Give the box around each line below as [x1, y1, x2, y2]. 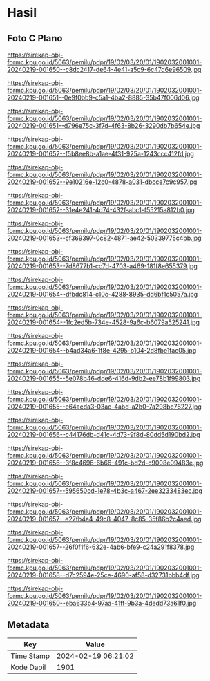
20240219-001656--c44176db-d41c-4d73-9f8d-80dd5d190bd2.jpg [7, 431, 200, 438]
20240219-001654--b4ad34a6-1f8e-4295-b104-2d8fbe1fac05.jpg [7, 346, 197, 354]
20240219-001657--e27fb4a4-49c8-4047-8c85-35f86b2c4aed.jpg [7, 515, 202, 523]
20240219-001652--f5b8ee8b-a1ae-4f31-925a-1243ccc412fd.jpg [7, 150, 195, 158]
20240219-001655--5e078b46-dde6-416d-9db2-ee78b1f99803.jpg [7, 375, 201, 382]
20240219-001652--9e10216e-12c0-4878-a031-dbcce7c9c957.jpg [7, 178, 198, 186]
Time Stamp [10, 651, 50, 661]
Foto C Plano [7, 32, 63, 44]
